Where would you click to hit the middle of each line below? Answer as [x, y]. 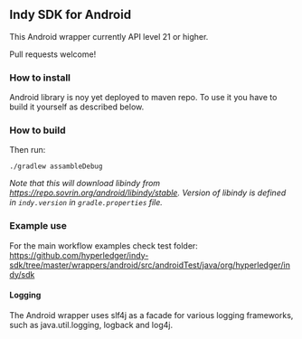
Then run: [28, 150]
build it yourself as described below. [77, 107]
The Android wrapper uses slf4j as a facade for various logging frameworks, [151, 315]
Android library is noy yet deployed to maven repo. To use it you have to [143, 98]
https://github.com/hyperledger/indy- [79, 255]
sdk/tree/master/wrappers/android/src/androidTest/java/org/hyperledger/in [150, 265]
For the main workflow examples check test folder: [104, 245]
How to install [40, 78]
